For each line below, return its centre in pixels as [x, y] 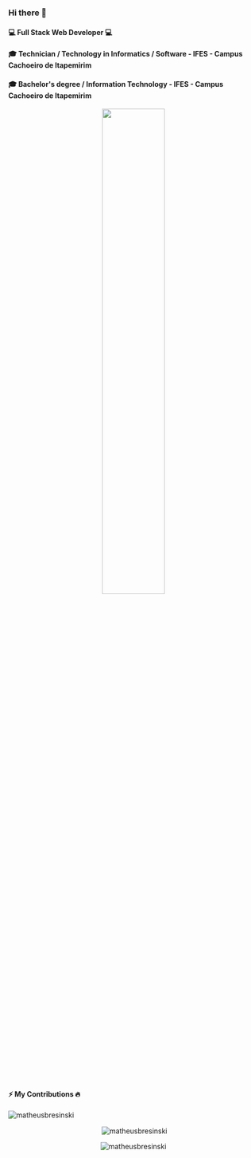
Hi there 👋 [28, 13]
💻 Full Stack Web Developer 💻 [60, 32]
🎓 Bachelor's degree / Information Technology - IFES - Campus [116, 84]
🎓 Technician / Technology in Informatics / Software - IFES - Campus [125, 54]
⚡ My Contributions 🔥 [44, 1093]
